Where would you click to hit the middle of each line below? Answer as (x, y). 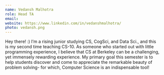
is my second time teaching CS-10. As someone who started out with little (80, 47)
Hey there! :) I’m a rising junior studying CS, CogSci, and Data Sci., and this (81, 41)
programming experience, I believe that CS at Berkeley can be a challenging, (82, 52)
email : (12, 19)
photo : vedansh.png (25, 28)
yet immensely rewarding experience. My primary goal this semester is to (79, 57)
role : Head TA (20, 14)
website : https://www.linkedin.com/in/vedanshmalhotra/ (63, 23)
